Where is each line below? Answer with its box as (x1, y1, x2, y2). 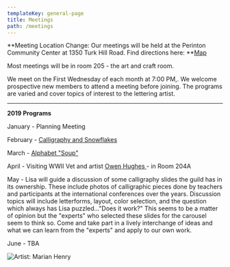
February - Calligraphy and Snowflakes (7, 136, 118, 144)
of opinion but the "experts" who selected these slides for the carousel (7, 212, 207, 220)
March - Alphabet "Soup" (7, 149, 79, 157)
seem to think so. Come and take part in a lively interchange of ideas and (7, 219, 214, 227)
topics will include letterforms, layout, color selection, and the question (7, 197, 207, 206)
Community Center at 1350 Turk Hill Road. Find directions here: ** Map (7, 48, 207, 57)
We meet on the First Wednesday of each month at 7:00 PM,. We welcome (7, 75, 217, 83)
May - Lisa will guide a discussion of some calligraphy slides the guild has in (7, 175, 222, 184)
